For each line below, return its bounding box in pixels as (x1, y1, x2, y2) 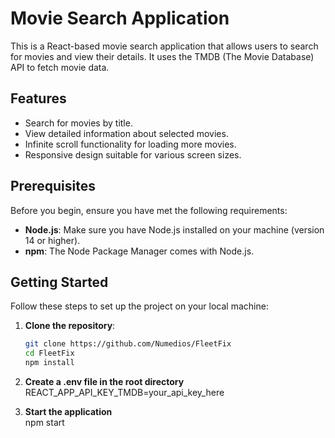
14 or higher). (24, 234, 81, 246)
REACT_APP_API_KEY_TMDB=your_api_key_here (24, 387, 225, 398)
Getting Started (10, 273, 109, 291)
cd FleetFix (24, 348, 75, 359)
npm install (24, 358, 75, 368)
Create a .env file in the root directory (24, 376, 185, 387)
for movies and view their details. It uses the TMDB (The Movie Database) (10, 50, 315, 62)
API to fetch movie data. (10, 61, 110, 73)
